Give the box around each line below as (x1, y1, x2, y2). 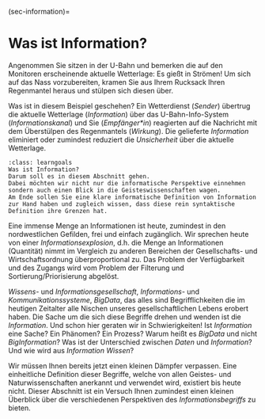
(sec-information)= (8, 7, 70, 16)
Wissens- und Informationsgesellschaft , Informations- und (8, 287, 200, 296)
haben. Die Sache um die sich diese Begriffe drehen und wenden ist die (8, 312, 241, 322)
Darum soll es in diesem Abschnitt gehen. (8, 172, 150, 181)
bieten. (8, 403, 32, 413)
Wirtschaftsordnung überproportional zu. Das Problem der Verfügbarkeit (8, 254, 245, 264)
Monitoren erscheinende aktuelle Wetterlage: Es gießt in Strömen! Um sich (8, 69, 252, 78)
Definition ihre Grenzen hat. (8, 207, 108, 215)
